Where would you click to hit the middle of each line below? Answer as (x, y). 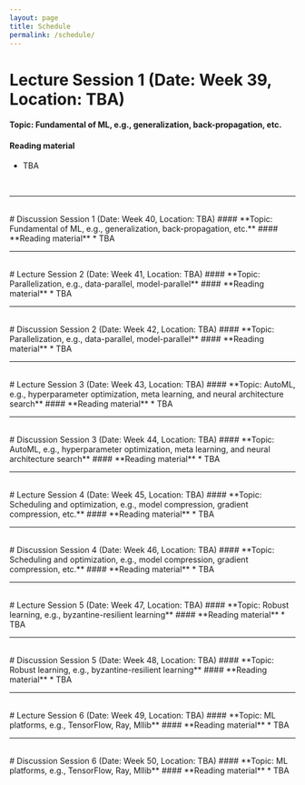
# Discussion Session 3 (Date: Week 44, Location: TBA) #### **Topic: (142, 440)
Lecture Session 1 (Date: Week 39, (141, 80)
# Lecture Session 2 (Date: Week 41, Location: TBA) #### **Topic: (135, 275)
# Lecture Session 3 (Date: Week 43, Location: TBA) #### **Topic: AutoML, (152, 385)
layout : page (34, 18)
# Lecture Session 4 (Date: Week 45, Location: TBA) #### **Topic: (136, 495)
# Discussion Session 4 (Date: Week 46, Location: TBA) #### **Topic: (142, 550)
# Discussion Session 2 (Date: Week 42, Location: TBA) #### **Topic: (142, 329)
